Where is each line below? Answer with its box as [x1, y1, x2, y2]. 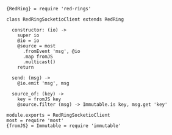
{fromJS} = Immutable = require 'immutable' [6, 123, 121, 129]
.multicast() [22, 59, 56, 65]
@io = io [17, 38, 40, 44]
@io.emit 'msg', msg [17, 80, 70, 86]
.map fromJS [22, 54, 53, 60]
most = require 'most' [6, 117, 64, 123]
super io [17, 32, 40, 38]
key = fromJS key [17, 96, 62, 102]
